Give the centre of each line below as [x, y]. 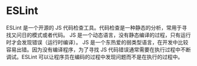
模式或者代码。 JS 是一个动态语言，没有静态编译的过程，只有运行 [111, 35]
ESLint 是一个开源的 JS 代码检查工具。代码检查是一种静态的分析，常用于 [94, 27]
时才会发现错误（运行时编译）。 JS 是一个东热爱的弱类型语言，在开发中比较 [97, 42]
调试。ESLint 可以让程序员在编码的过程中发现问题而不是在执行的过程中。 [95, 57]
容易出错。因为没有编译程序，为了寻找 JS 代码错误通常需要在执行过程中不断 [98, 49]
